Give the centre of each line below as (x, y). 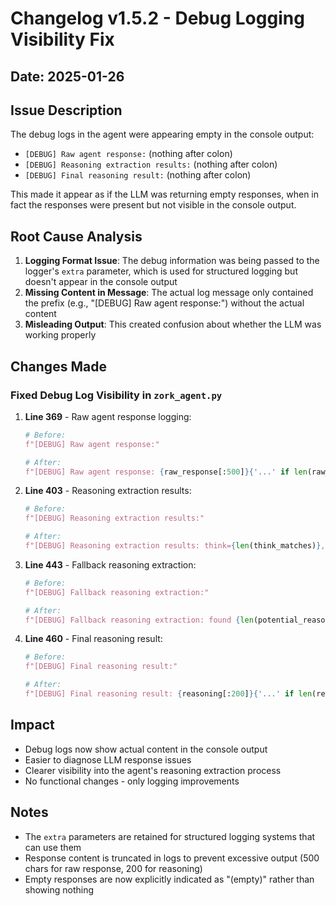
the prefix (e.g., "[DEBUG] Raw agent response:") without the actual (164, 303)
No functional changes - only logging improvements (132, 781)
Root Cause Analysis (76, 236)
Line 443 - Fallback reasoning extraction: (110, 564)
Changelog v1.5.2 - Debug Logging (157, 18)
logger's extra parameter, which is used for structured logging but (161, 271)
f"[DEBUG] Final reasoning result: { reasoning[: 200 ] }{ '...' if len (168, 694)
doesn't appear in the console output (101, 282)
